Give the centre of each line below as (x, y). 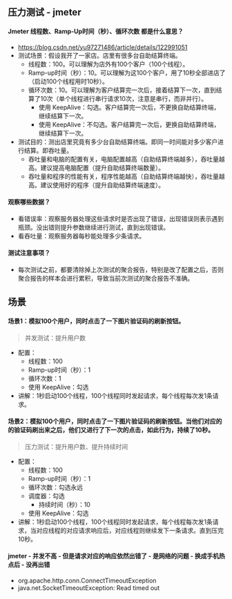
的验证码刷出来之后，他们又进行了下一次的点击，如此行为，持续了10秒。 (111, 430)
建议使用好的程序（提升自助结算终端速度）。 (103, 184)
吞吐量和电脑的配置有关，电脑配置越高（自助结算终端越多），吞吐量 (124, 159)
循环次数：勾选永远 (56, 487)
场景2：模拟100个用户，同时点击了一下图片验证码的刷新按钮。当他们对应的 (115, 421)
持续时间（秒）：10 (64, 504)
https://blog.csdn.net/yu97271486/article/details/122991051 (103, 47)
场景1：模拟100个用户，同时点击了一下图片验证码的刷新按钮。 (96, 321)
